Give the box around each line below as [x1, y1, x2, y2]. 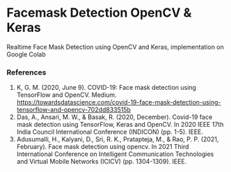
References [6, 68, 47, 77]
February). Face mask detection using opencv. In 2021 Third [16, 143, 189, 151]
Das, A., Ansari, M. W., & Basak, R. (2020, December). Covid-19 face [16, 113, 213, 121]
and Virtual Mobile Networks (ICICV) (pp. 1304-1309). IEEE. [16, 157, 187, 166]
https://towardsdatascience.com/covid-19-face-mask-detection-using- [16, 98, 221, 107]
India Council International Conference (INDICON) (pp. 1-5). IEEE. [16, 127, 203, 136]
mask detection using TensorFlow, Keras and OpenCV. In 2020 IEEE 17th [16, 120, 224, 129]
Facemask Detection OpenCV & [6, 5, 192, 21]
